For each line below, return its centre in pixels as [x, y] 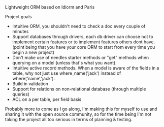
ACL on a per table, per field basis [47, 99]
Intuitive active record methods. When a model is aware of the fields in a [85, 68]
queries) [21, 94]
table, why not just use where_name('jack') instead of [66, 73]
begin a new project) [33, 52]
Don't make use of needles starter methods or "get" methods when [81, 58]
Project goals [18, 16]
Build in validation [30, 84]
